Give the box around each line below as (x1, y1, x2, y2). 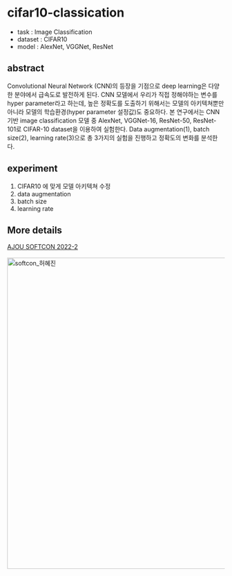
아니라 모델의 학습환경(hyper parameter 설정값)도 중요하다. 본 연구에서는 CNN (7, 107, 220, 115)
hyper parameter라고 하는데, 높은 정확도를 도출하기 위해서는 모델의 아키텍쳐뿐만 (7, 99, 224, 107)
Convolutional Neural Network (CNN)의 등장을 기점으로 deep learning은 (7, 82, 207, 90)
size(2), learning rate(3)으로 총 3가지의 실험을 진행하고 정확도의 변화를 (7, 133, 200, 142)
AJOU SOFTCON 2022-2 (7, 243, 78, 251)
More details (7, 224, 62, 236)
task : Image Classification (17, 28, 93, 36)
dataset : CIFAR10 (17, 35, 68, 43)
